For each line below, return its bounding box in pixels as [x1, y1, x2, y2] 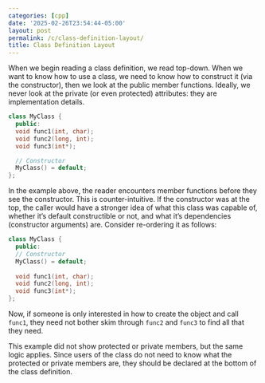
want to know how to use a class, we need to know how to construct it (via [8, 72, 253, 81]
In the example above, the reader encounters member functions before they [8, 186, 257, 195]
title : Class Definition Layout [8, 41, 115, 49]
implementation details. [8, 97, 85, 107]
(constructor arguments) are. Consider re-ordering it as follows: [8, 220, 217, 230]
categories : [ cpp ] [8, 11, 69, 20]
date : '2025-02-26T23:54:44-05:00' [8, 19, 127, 27]
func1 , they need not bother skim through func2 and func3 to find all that [8, 318, 244, 327]
